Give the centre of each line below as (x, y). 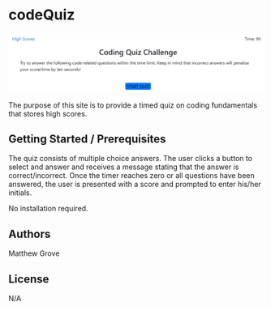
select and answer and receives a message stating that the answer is (124, 167)
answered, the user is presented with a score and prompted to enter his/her (135, 185)
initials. (20, 193)
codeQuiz (42, 15)
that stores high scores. (48, 113)
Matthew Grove (34, 253)
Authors (30, 234)
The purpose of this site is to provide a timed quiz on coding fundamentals (133, 105)
